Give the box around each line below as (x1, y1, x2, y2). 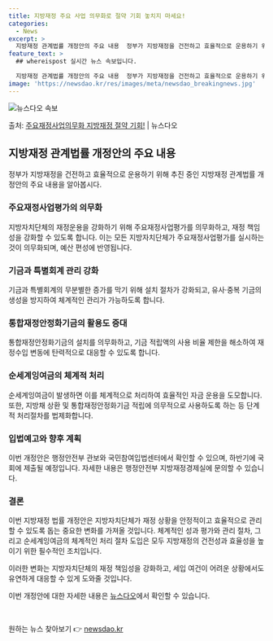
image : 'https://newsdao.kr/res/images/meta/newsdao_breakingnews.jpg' (8, 79, 256, 88)
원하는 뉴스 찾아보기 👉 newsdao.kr (8, 624, 123, 634)
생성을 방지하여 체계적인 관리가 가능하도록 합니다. (8, 295, 165, 305)
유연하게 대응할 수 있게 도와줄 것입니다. (8, 573, 132, 583)
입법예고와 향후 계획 (8, 432, 82, 444)
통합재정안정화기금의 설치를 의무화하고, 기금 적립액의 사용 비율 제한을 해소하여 (8, 337, 256, 347)
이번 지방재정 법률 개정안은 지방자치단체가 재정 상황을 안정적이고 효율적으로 (8, 516, 248, 525)
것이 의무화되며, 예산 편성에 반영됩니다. (8, 242, 132, 252)
